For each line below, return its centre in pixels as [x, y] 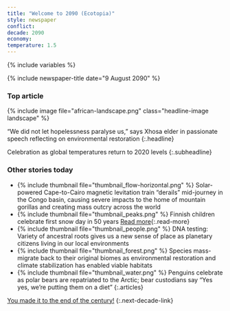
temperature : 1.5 [32, 45]
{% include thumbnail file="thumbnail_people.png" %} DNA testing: [112, 229]
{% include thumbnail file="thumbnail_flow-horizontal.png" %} [105, 185]
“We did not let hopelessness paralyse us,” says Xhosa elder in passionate [113, 132]
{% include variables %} [42, 65]
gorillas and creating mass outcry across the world [89, 207]
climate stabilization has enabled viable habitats [85, 265]
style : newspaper [32, 20]
